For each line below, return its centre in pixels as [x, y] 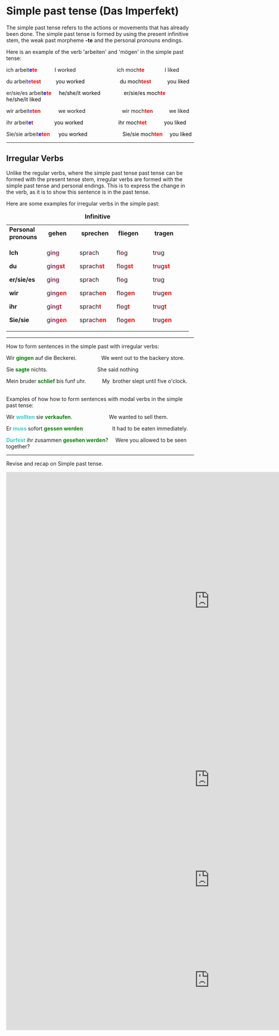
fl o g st [125, 266]
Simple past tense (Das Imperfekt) [93, 11]
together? [18, 446]
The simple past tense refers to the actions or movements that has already [97, 27]
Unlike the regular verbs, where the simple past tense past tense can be [94, 173]
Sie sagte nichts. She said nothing [72, 369]
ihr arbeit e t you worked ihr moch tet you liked [96, 122]
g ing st [56, 266]
